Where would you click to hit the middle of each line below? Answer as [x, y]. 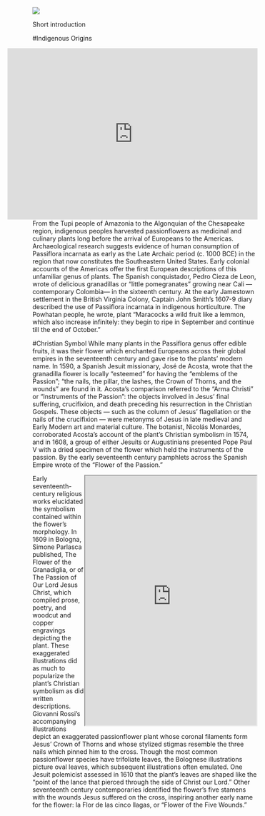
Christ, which [52, 592]
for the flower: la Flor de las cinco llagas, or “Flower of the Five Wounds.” [140, 805]
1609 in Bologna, [57, 539]
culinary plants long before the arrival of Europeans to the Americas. [133, 238]
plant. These [51, 645]
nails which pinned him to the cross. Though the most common [125, 752]
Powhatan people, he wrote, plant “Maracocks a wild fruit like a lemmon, [139, 314]
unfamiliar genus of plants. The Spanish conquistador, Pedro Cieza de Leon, [144, 276]
